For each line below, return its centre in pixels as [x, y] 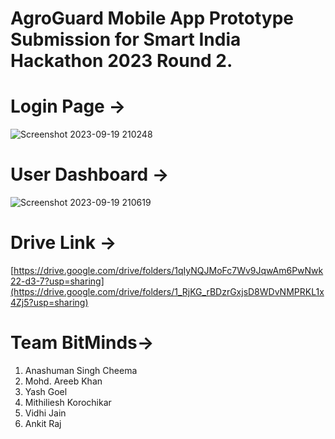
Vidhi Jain [45, 413]
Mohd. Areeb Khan [63, 381]
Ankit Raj [43, 423]
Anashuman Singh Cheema [81, 370]
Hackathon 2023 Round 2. [121, 61]
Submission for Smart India [126, 39]
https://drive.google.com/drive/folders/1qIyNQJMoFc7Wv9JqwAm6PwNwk [168, 270]
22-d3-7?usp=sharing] [57, 281]
